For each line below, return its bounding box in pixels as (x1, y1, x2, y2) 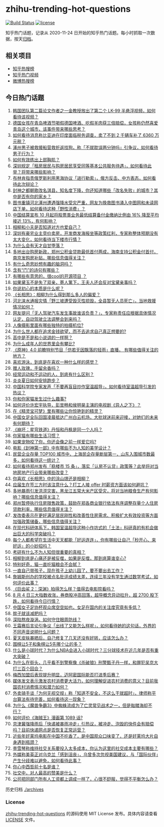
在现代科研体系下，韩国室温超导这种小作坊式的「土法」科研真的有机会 (12, 524, 154, 530)
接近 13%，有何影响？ (12, 218, 57, 224)
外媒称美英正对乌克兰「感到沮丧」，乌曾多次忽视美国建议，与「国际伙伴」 (12, 751, 158, 757)
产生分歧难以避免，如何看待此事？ (12, 757, 82, 763)
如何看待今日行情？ (21, 598, 60, 604)
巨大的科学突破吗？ (17, 531, 56, 537)
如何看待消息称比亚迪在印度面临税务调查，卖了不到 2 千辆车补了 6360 (12, 132, 154, 138)
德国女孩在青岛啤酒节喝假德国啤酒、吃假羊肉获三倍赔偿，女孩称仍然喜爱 (12, 120, 158, 126)
